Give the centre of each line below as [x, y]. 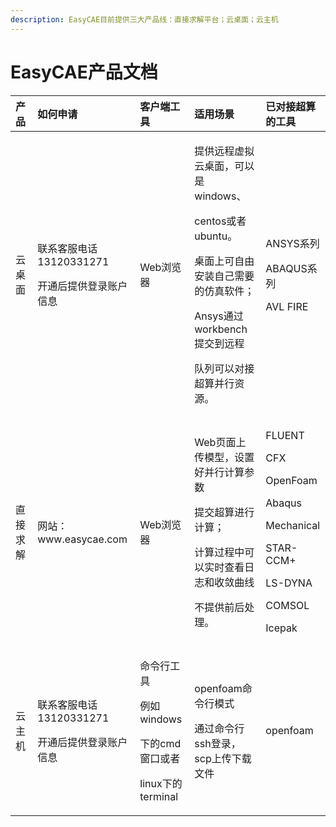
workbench [221, 329]
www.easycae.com [82, 539]
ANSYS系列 [292, 243]
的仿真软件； [224, 291]
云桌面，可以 [224, 166]
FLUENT [285, 435]
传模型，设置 [224, 457]
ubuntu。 [216, 236]
